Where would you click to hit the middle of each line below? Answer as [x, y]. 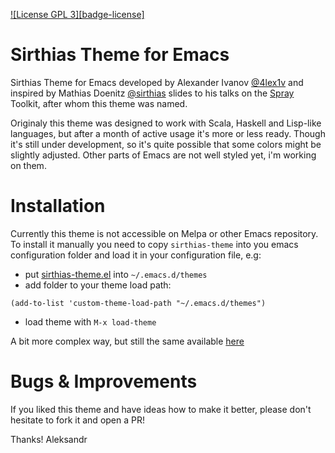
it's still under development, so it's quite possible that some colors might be [166, 144]
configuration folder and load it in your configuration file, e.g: [136, 255]
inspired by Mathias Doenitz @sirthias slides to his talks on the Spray [152, 93]
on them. [28, 165]
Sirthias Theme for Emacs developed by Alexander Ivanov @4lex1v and [157, 82]
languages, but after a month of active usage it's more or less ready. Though [168, 133]
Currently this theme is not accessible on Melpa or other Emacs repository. [164, 233]
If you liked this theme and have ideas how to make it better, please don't [161, 409]
